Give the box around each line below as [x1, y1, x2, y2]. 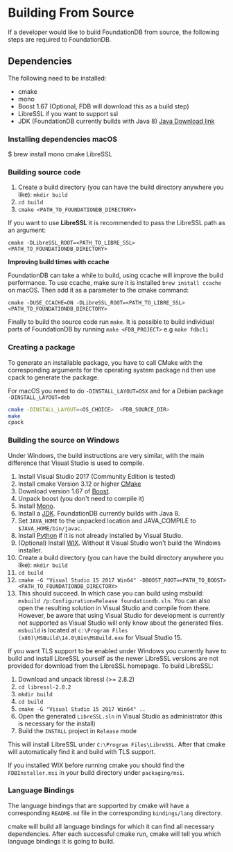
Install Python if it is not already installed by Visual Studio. [17, 531, 183, 539]
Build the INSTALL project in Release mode [17, 726, 137, 735]
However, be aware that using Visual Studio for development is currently [17, 611, 225, 619]
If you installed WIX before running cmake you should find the [8, 761, 184, 769]
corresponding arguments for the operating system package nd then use [8, 366, 216, 374]
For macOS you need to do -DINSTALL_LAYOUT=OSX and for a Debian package [8, 386, 224, 395]
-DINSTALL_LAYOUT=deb [8, 394, 71, 401]
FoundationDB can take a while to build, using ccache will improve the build [8, 271, 224, 279]
